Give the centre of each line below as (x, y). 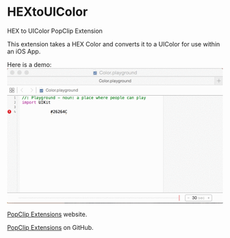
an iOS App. (24, 51)
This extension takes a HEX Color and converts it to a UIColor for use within (114, 44)
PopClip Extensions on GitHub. (50, 228)
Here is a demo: (29, 64)
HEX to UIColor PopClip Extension (55, 31)
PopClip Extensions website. (47, 214)
